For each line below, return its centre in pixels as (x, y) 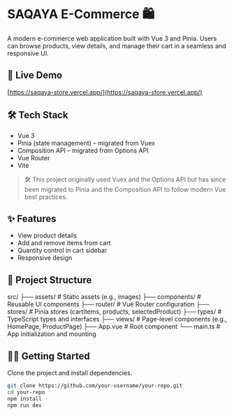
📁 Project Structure (50, 280)
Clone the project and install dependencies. (70, 373)
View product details (47, 235)
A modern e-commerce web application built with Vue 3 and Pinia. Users (112, 38)
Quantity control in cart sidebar (62, 251)
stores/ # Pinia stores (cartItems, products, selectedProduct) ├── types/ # (115, 312)
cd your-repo (26, 392)
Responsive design (45, 258)
